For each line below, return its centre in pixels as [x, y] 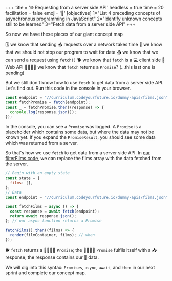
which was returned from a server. [42, 143]
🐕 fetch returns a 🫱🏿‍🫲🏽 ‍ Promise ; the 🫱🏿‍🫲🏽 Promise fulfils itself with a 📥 [81, 250]
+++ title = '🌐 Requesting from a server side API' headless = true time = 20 [84, 7]
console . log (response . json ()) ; [43, 112]
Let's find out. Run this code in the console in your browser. [68, 88]
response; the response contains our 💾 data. [52, 257]
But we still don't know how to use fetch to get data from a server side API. [84, 83]
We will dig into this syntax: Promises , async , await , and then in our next [80, 267]
